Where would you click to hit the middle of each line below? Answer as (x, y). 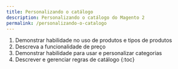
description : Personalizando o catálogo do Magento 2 (76, 18)
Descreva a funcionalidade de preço (60, 47)
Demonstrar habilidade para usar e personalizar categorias (88, 53)
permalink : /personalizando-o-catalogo (57, 23)
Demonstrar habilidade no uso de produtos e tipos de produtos (94, 41)
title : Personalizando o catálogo (50, 12)
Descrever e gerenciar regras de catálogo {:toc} (75, 60)
